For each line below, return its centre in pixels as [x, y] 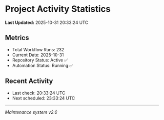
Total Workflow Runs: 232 [38, 49]
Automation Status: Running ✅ [42, 65]
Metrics [17, 38]
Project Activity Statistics [58, 9]
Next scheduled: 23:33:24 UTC [43, 98]
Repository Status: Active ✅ [40, 60]
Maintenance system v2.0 [31, 112]
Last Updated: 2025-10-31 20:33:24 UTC [47, 22]
